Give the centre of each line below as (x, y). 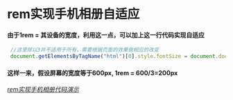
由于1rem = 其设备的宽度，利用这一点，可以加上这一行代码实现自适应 (106, 34)
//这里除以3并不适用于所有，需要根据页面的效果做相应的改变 (85, 50)
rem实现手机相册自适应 (74, 14)
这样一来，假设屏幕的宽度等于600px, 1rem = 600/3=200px (93, 72)
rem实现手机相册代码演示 (43, 90)
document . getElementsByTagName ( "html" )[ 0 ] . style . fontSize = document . (114, 57)
